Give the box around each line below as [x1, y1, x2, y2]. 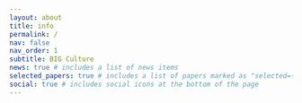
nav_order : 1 [9, 47, 58, 56]
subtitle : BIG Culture [9, 55, 94, 64]
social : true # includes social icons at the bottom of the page [9, 80, 259, 89]
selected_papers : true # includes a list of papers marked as [9, 72, 247, 81]
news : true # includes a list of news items [9, 64, 179, 73]
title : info [9, 21, 54, 30]
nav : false [9, 38, 50, 47]
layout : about [9, 13, 63, 22]
